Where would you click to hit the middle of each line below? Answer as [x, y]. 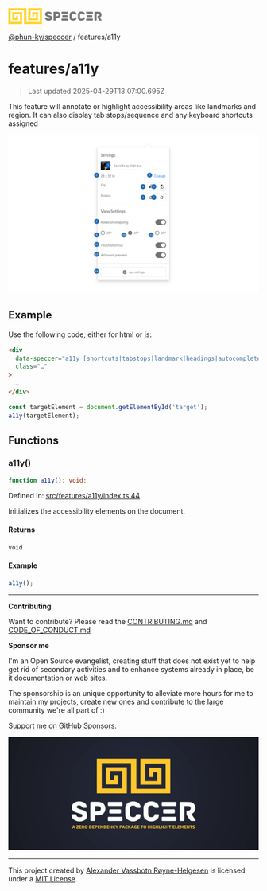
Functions [34, 441]
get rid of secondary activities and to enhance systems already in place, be [131, 669]
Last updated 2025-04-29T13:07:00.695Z [96, 91]
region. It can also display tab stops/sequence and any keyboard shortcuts [130, 115]
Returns [22, 530]
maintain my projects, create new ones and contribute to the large [116, 701]
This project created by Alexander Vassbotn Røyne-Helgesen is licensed [127, 870]
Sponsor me [29, 645]
